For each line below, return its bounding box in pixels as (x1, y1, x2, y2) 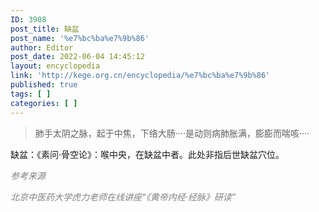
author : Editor (10, 42, 74, 53)
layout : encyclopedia (10, 61, 101, 71)
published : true (10, 80, 78, 90)
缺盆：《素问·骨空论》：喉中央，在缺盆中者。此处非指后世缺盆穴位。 (10, 148, 285, 160)
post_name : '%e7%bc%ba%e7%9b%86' (10, 33, 150, 43)
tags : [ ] (10, 89, 52, 99)
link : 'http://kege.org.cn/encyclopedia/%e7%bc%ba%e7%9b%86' (10, 71, 271, 81)
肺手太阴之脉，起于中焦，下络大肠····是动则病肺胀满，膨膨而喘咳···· (34, 127, 310, 139)
